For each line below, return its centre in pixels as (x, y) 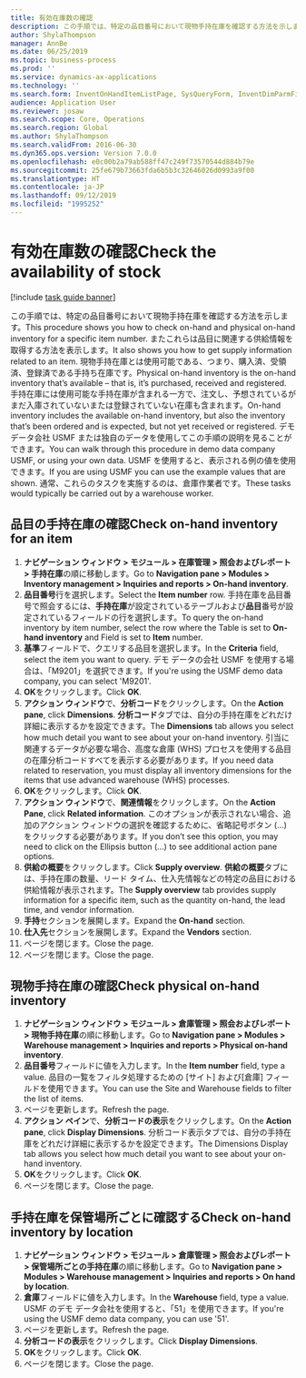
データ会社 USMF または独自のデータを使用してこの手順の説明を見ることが (151, 437)
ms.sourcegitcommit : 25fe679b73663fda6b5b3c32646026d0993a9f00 (133, 170)
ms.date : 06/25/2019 (49, 52)
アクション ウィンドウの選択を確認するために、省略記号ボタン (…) (163, 825)
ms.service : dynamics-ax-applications (84, 77)
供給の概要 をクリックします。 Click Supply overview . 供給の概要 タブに (156, 866)
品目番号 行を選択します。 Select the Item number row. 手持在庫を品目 (153, 594)
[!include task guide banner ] (63, 297)
